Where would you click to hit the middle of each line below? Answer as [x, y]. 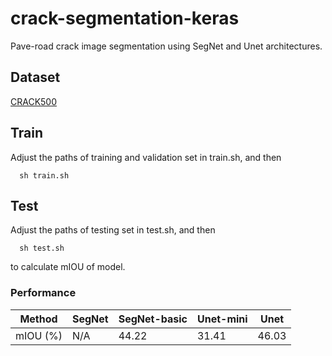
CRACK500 [34, 101]
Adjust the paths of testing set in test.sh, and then [113, 230]
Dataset [35, 77]
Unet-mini [222, 319]
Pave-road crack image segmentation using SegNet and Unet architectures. [166, 46]
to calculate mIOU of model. [68, 267]
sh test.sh [42, 248]
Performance [43, 293]
